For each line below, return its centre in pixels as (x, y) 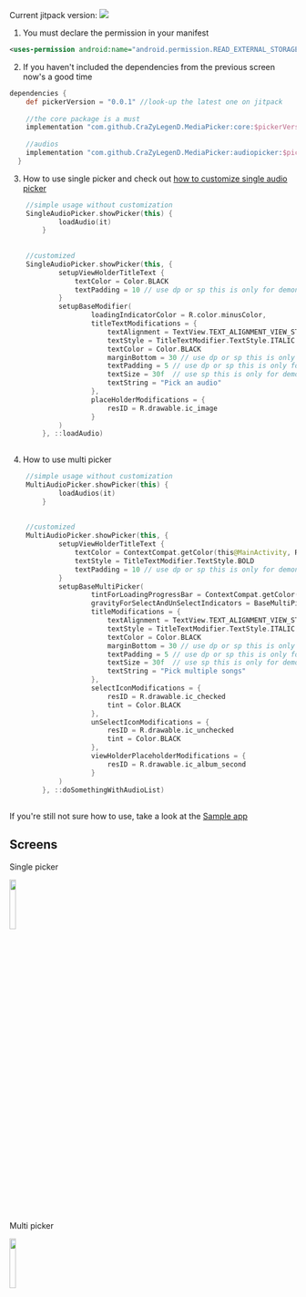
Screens (33, 844)
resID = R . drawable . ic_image (163, 408)
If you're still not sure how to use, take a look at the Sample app (129, 816)
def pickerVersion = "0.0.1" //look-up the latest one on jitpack (154, 102)
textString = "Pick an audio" (164, 383)
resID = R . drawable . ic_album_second (177, 764)
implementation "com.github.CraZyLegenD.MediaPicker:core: (140, 128)
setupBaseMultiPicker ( (101, 587)
